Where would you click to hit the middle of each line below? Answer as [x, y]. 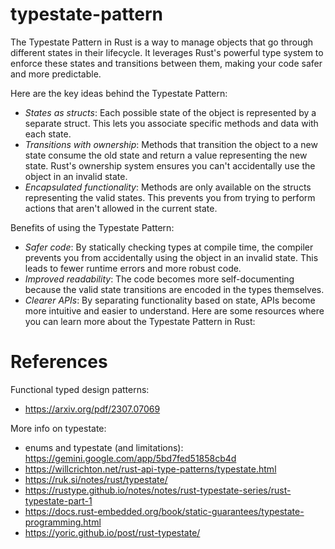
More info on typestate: [58, 428]
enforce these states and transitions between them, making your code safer [166, 63]
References [59, 362]
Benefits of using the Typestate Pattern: [92, 227]
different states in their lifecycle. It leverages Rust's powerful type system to [167, 52]
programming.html [63, 522]
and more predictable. [56, 74]
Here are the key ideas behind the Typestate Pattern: [119, 93]
